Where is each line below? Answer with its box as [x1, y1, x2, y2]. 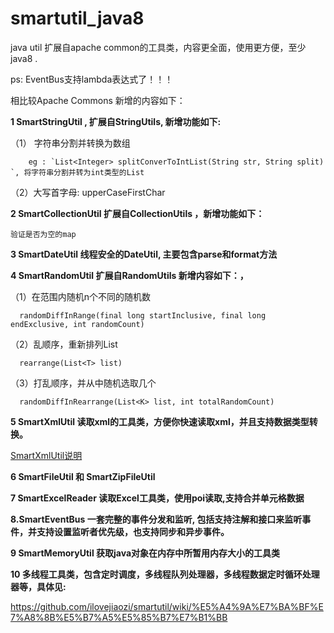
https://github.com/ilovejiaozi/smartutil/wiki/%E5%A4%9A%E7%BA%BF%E [10, 600, 324, 612]
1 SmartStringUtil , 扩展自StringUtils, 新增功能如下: [10, 115, 222, 127]
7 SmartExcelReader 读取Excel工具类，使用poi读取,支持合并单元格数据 [10, 492, 305, 504]
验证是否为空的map [10, 229, 77, 239]
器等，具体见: [10, 580, 67, 592]
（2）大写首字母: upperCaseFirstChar [10, 186, 166, 198]
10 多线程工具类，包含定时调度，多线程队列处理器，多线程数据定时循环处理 [10, 568, 320, 580]
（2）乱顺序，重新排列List [10, 338, 118, 350]
